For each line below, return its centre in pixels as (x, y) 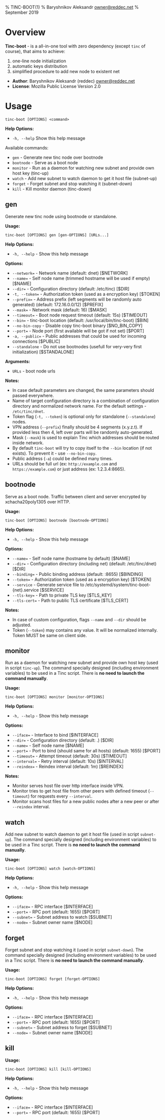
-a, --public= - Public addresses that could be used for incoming (79, 336)
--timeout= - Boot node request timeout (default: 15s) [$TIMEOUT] (80, 315)
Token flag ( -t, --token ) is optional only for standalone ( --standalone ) (84, 416)
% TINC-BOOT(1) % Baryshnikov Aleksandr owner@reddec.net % (72, 7)
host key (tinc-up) (31, 173)
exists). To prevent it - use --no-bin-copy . (54, 453)
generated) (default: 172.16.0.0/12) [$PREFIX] (58, 304)
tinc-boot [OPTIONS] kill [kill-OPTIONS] (48, 1069)
